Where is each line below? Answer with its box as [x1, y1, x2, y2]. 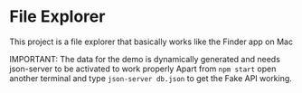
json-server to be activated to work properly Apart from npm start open [9, 63, 277, 74]
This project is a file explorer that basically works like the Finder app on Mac [9, 36, 294, 47]
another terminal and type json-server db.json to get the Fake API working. [9, 72, 292, 83]
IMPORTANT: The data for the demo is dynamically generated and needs [9, 53, 280, 64]
